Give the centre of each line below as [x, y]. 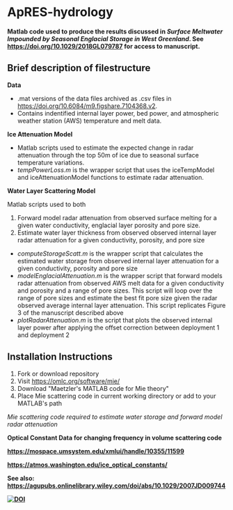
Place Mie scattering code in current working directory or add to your [116, 396]
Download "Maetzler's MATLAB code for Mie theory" [93, 388]
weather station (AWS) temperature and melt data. [89, 121]
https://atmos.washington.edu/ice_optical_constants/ [88, 465]
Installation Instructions [60, 357]
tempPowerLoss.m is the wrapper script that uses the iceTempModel [116, 170]
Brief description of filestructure [79, 68]
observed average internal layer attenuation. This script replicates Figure [121, 305]
